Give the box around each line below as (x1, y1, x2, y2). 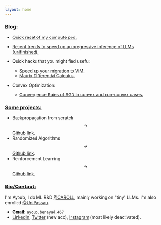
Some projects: (5, 104, 42, 111)
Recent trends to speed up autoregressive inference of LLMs (12, 43, 134, 49)
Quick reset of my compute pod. (12, 34, 77, 40)
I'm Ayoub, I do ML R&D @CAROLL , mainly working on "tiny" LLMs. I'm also (5, 194, 157, 200)
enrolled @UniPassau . (5, 199, 50, 205)
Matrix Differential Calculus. (19, 73, 75, 78)
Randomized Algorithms (12, 135, 61, 141)
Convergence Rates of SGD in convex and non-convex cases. (19, 92, 143, 97)
